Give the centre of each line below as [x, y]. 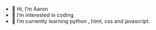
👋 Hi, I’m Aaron [30, 9]
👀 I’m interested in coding [43, 15]
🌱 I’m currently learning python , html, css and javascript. [81, 21]
